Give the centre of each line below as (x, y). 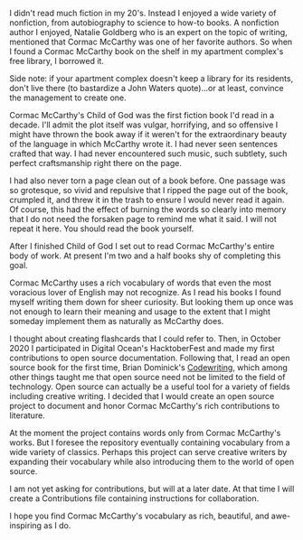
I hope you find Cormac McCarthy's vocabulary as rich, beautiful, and (139, 516)
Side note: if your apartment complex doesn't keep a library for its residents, (151, 79)
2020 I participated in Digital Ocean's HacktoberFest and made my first (142, 348)
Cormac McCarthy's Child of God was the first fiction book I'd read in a (142, 115)
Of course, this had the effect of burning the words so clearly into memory (148, 209)
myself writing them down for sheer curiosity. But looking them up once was (151, 302)
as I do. (57, 526)
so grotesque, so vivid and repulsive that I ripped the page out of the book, (149, 190)
